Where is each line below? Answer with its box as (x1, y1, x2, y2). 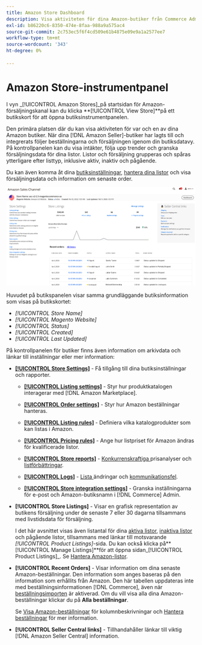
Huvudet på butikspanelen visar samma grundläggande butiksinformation (6, 292, 188, 299)
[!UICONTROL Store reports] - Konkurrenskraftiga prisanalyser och (23, 454, 192, 462)
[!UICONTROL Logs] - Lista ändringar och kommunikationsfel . (23, 472, 179, 480)
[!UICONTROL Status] (14, 322, 69, 329)
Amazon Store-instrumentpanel (6, 81, 168, 94)
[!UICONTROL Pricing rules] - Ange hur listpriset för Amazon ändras (23, 436, 194, 444)
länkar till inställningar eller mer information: (6, 353, 115, 360)
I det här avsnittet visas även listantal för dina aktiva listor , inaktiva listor (14, 527, 192, 534)
